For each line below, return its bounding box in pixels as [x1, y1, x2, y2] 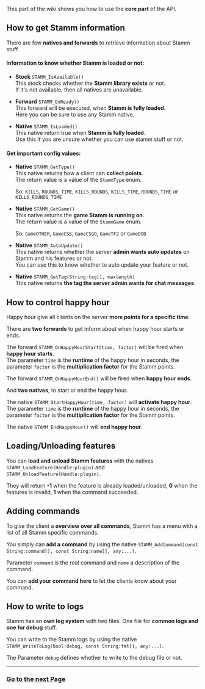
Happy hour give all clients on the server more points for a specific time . [6, 314, 190, 321]
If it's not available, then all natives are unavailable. [15, 86, 143, 93]
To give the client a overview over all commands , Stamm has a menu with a [6, 522, 198, 530]
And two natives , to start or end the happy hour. [6, 387, 128, 394]
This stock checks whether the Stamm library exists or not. [15, 79, 166, 87]
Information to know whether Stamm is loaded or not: [6, 59, 145, 67]
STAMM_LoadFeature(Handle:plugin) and [6, 463, 105, 471]
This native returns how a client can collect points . [15, 170, 143, 177]
